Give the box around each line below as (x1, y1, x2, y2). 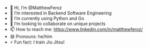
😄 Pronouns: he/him (9, 33, 52, 39)
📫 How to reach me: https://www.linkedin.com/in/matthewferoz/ (9, 26, 143, 32)
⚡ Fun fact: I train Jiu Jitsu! (9, 39, 65, 45)
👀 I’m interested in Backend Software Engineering (9, 10, 112, 16)
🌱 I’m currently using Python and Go (9, 15, 85, 21)
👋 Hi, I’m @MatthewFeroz (9, 5, 62, 10)
